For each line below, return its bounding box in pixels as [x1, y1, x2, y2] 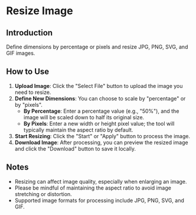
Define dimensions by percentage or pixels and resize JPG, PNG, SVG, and [6, 43, 188, 50]
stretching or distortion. [14, 190, 72, 197]
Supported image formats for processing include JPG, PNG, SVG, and [14, 197, 185, 204]
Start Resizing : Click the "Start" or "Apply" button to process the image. [14, 132, 191, 139]
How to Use [6, 67, 50, 77]
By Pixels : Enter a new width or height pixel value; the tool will [23, 120, 175, 127]
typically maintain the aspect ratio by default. [23, 126, 133, 133]
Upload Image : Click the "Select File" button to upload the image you [14, 82, 183, 89]
